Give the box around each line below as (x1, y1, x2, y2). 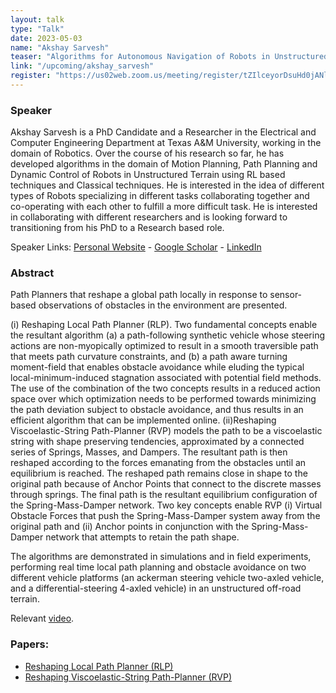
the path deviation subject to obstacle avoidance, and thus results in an (10, 404, 304, 416)
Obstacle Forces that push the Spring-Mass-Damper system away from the (10, 510, 321, 522)
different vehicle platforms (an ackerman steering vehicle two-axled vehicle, (10, 572, 325, 584)
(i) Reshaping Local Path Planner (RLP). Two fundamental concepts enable (10, 319, 318, 331)
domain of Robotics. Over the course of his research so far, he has (10, 147, 285, 160)
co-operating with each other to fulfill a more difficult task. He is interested (10, 201, 318, 213)
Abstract (10, 266, 55, 280)
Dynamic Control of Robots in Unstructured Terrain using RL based (10, 169, 286, 181)
